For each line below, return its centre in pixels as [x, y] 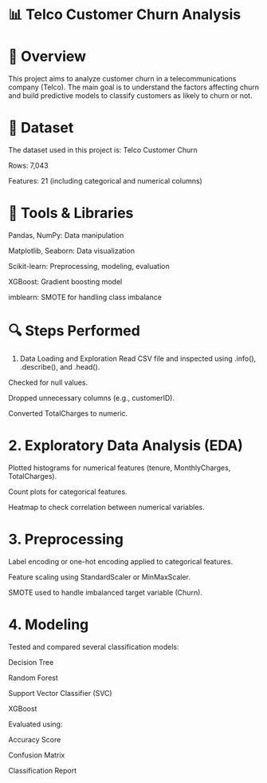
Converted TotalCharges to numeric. [68, 413]
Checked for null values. [48, 382]
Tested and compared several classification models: [94, 647]
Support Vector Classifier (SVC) [61, 693]
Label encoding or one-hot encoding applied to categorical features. [121, 561]
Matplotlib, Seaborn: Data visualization [72, 251]
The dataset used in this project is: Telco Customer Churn [103, 150]
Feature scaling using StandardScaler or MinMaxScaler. [100, 577]
